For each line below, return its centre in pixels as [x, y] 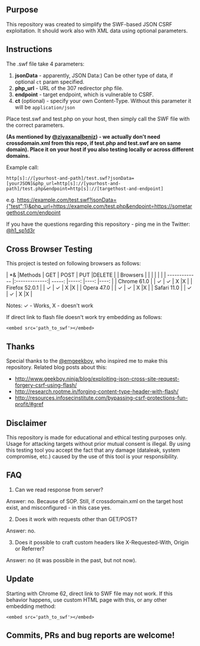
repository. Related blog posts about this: [57, 368]
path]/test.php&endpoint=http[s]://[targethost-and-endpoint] [85, 189]
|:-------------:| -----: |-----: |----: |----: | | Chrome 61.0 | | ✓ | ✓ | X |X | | [102, 281]
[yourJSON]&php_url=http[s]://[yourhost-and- [63, 183]
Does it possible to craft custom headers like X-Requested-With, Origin [102, 542]
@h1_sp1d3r [21, 230]
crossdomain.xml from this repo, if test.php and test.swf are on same [94, 143]
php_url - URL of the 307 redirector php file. [69, 88]
